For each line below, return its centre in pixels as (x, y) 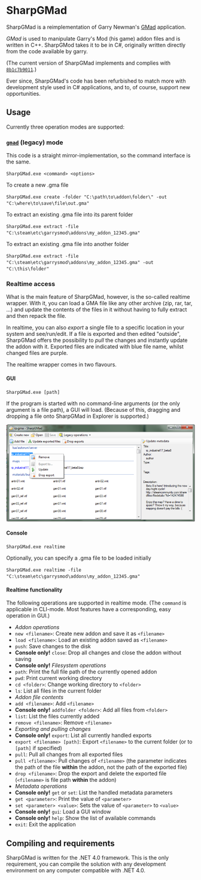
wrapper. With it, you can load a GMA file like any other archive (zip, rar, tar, (99, 304)
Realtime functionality (34, 590)
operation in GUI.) (28, 616)
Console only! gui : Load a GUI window (63, 812)
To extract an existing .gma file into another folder (68, 244)
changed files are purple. (37, 353)
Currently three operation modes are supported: (65, 127)
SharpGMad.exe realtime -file (44, 570)
